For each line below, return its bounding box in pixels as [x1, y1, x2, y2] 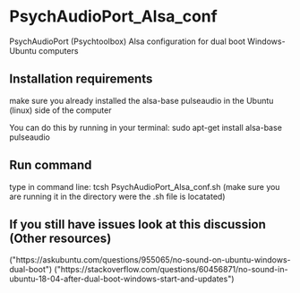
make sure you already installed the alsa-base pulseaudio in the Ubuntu [9, 95, 274, 106]
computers [39, 45, 79, 56]
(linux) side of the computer [9, 105, 112, 116]
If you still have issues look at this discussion [9, 217, 267, 232]
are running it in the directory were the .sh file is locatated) [9, 191, 226, 202]
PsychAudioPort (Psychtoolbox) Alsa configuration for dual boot [9, 36, 246, 47]
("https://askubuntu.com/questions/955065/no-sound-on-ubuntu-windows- [9, 254, 291, 265]
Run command [9, 158, 92, 173]
